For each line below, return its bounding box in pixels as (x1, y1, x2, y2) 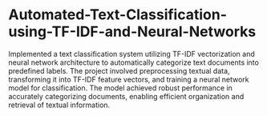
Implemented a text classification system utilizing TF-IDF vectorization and (8, 49, 255, 58)
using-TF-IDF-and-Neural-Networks (8, 22, 257, 41)
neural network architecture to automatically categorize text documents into (8, 58, 259, 67)
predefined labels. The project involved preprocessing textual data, (8, 66, 230, 75)
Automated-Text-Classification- (8, 6, 227, 24)
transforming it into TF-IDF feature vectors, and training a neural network (8, 74, 249, 84)
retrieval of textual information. (8, 100, 111, 110)
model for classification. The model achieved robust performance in (8, 82, 233, 93)
